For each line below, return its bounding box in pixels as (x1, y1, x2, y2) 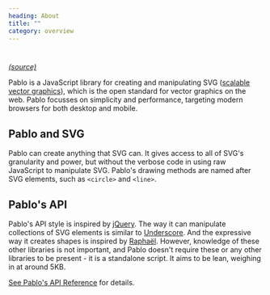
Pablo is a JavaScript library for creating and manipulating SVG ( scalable (8, 78, 251, 87)
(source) (8, 62, 37, 72)
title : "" (8, 19, 42, 27)
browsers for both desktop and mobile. (8, 103, 138, 113)
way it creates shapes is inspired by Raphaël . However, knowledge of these (8, 236, 260, 246)
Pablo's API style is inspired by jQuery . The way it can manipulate (8, 219, 226, 229)
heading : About (8, 11, 60, 20)
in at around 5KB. (8, 262, 66, 272)
